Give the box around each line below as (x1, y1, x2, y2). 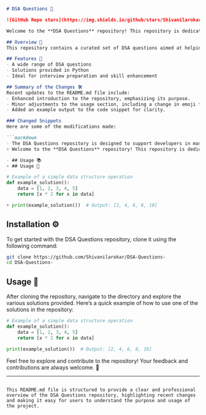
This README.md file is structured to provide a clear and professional (6, 387, 196, 393)
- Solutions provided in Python (6, 68, 89, 74)
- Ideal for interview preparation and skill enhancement (6, 73, 158, 79)
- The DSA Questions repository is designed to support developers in (6, 140, 191, 147)
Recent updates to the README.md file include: (6, 90, 131, 96)
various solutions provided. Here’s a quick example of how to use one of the (6, 300, 198, 307)
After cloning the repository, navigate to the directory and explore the (6, 293, 181, 300)
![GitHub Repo (6, 17, 43, 23)
